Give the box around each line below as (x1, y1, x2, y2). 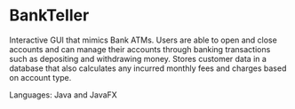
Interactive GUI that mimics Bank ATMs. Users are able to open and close (9, 35, 277, 45)
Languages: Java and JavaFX (9, 90, 117, 100)
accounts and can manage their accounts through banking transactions (9, 43, 271, 54)
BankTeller (9, 5, 90, 26)
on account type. (9, 72, 72, 82)
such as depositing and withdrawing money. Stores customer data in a (9, 53, 267, 64)
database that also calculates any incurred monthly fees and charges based (9, 63, 287, 74)
